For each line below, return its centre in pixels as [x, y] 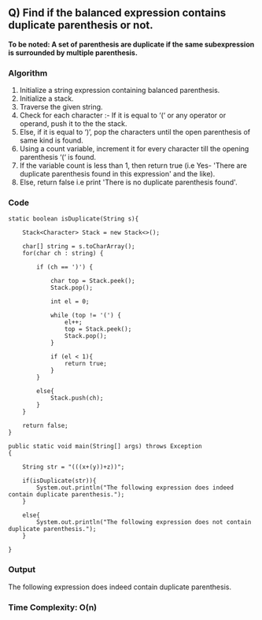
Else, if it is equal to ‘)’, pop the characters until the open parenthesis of [135, 132]
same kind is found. [52, 140]
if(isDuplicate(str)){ [59, 481]
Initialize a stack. [46, 98]
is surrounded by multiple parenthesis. [73, 52]
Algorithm [28, 72]
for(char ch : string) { [63, 254]
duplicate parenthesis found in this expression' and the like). [117, 174]
